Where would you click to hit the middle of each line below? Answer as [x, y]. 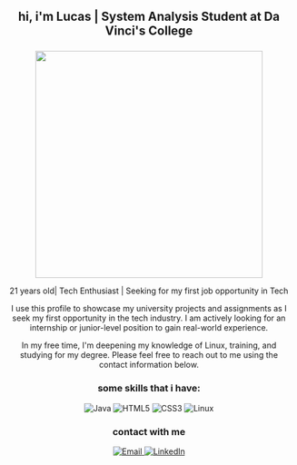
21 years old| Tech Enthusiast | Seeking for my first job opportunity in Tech [149, 291]
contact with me [148, 431]
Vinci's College [149, 31]
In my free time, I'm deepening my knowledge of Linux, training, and [149, 345]
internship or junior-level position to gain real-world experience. [149, 328]
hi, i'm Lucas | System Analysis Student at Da [149, 17]
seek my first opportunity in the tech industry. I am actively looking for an [149, 318]
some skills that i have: [149, 389]
